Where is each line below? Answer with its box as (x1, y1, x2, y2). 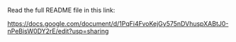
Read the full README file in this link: (7, 6, 116, 14)
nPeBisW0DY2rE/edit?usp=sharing (7, 27, 109, 35)
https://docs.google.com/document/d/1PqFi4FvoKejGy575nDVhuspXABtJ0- (7, 20, 229, 27)
